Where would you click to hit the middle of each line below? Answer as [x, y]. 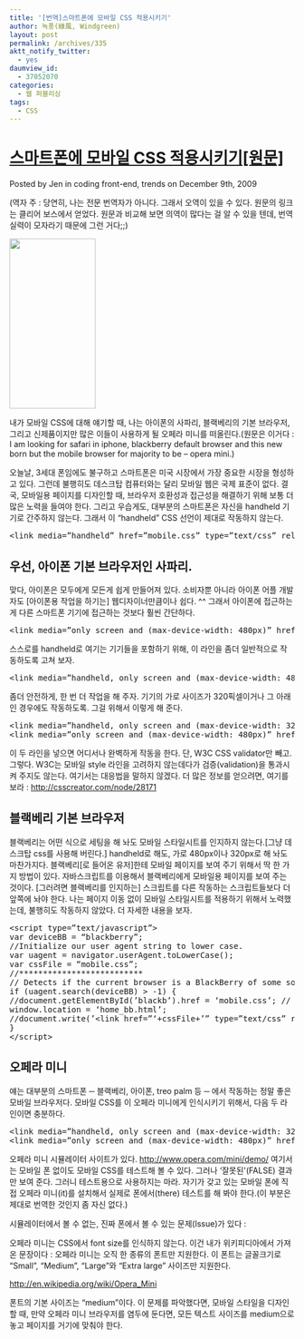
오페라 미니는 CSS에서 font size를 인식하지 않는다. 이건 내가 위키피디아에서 [142, 1243]
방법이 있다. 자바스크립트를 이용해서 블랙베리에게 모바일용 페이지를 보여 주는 [153, 875]
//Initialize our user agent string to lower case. [127, 946]
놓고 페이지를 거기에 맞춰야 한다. [66, 1324]
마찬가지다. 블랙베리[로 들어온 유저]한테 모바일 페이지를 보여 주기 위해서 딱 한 [145, 865]
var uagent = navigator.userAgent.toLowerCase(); [122, 955]
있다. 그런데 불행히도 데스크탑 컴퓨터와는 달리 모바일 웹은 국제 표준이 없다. [149, 484]
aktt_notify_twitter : [50, 52]
